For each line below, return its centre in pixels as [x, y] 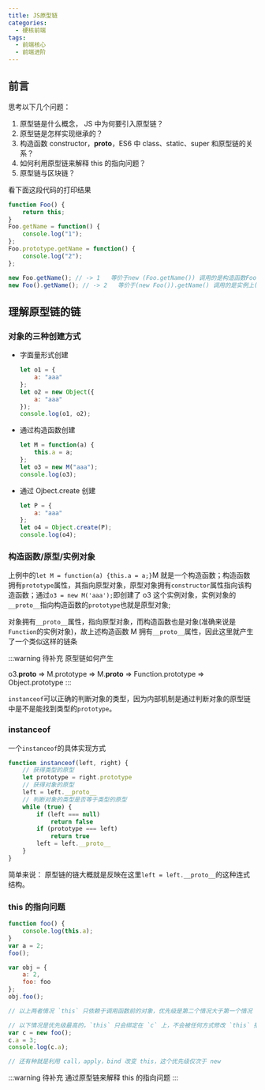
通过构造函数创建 [47, 430]
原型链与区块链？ [47, 173]
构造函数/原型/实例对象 [52, 556]
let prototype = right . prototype [77, 778]
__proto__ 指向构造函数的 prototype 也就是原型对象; [90, 605]
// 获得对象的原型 [49, 785]
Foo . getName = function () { [54, 227]
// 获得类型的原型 [49, 770]
